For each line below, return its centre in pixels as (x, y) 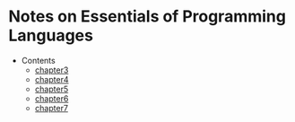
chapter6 (52, 98)
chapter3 (52, 70)
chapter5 (52, 89)
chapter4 (52, 79)
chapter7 (52, 108)
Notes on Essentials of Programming (147, 17)
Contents (38, 60)
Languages (51, 35)
